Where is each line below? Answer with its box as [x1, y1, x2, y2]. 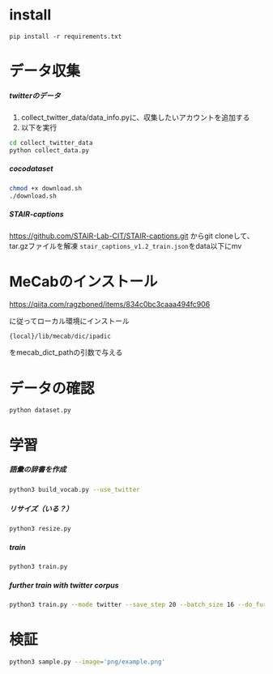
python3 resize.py [9, 525, 71, 533]
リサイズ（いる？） [9, 504, 74, 514]
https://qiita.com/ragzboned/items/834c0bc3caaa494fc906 [9, 300, 211, 309]
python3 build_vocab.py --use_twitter [9, 485, 140, 493]
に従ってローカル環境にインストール [9, 316, 130, 326]
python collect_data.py [9, 146, 90, 155]
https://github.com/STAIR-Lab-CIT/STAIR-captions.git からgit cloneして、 [9, 231, 254, 241]
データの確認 [9, 379, 96, 398]
